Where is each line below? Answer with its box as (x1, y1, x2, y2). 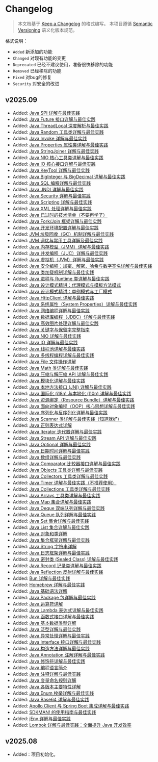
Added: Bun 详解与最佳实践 (12, 575, 70, 581)
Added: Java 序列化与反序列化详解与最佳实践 (12, 409, 108, 416)
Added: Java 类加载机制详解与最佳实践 (12, 269, 94, 275)
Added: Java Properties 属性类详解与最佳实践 (12, 141, 109, 148)
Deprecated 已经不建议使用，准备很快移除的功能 (12, 61, 113, 67)
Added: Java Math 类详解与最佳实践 (12, 365, 88, 371)
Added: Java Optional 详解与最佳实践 (12, 441, 91, 447)
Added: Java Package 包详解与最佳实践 (12, 594, 96, 600)
